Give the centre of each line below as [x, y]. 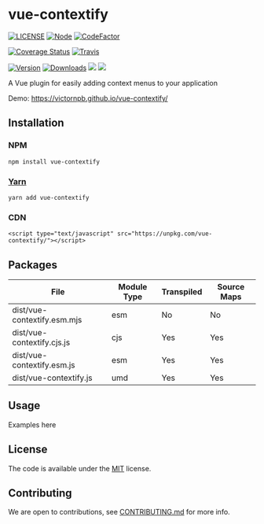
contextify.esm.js [44, 365]
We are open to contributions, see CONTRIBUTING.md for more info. [119, 512]
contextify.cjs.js [41, 342]
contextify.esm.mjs [47, 320]
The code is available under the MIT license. [80, 468]
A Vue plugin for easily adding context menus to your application [113, 83]
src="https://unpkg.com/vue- [165, 234]
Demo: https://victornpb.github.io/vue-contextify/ [88, 98]
